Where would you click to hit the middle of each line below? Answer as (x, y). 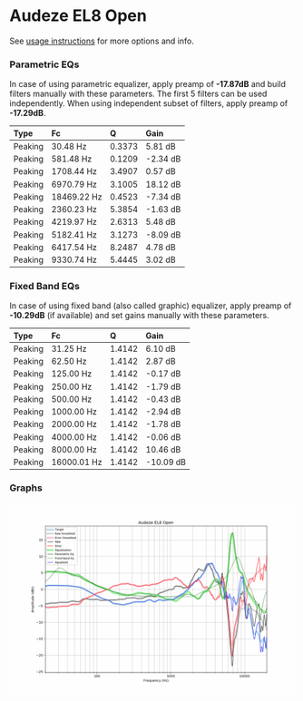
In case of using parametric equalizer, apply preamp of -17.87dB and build (147, 84)
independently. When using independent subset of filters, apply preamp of (149, 103)
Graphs (26, 488)
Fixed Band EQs (44, 286)
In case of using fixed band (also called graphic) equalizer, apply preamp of (151, 306)
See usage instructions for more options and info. (102, 41)
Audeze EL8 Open (78, 16)
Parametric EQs (44, 64)
